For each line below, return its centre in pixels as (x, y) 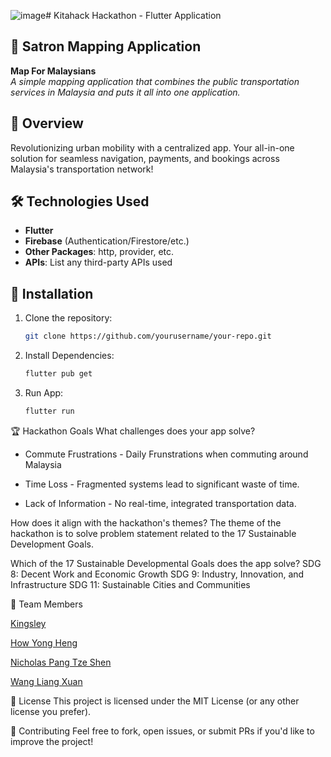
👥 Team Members (46, 604)
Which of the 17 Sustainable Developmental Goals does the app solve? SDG (166, 563)
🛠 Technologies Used (80, 201)
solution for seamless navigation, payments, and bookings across (145, 158)
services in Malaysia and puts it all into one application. (125, 92)
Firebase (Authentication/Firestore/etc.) (107, 241)
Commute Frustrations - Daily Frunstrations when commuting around (166, 454)
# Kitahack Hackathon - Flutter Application (133, 15)
